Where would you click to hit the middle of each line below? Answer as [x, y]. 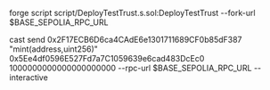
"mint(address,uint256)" [53, 49]
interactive [29, 78]
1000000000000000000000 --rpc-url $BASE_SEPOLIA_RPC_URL [131, 68]
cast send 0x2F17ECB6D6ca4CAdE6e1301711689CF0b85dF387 [126, 40]
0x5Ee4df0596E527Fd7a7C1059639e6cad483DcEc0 [107, 58]
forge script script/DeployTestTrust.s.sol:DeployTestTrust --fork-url [132, 13]
